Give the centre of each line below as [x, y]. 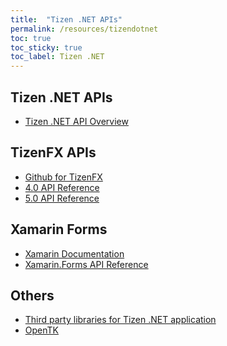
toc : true [31, 38]
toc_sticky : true [46, 47]
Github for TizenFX [63, 177]
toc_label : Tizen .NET [57, 57]
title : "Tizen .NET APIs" [66, 19]
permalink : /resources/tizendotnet [84, 29]
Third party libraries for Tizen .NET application [120, 320]
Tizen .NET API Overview [76, 121]
